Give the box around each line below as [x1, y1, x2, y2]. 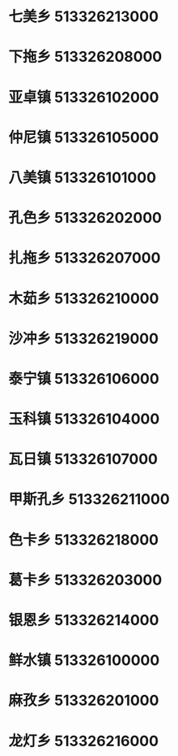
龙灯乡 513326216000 [8, 732, 159, 750]
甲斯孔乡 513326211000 [8, 490, 170, 509]
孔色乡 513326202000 [8, 209, 162, 228]
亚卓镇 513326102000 [8, 88, 159, 106]
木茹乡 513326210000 [8, 289, 159, 307]
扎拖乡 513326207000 [8, 249, 161, 267]
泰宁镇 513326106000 [8, 369, 159, 388]
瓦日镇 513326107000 [8, 450, 158, 468]
